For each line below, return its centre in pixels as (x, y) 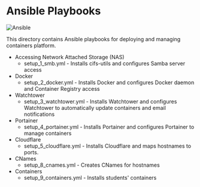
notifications (39, 114)
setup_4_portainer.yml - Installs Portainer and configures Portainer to (109, 127)
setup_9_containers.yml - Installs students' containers (90, 177)
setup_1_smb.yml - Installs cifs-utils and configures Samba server (104, 63)
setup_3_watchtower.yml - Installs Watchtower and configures (100, 101)
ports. (31, 152)
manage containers (48, 133)
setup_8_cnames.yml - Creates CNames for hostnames (92, 165)
